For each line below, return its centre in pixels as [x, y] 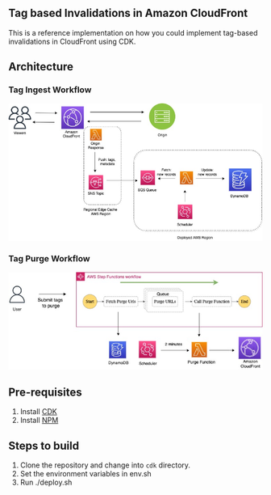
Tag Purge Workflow [49, 259]
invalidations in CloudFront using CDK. [72, 41]
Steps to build [44, 445]
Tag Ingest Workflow [50, 90]
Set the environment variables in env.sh [85, 474]
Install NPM [39, 421]
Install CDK [39, 412]
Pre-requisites [45, 392]
